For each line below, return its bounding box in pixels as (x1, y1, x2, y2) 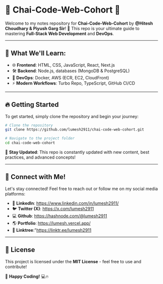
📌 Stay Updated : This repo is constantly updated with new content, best (5, 149, 149, 155)
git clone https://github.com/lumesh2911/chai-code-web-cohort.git (5, 127, 145, 132)
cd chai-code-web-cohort (5, 140, 55, 146)
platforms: (5, 191, 26, 196)
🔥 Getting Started (5, 101, 59, 109)
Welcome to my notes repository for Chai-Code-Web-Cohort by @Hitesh (5, 20, 153, 26)
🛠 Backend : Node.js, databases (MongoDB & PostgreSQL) (12, 68, 130, 74)
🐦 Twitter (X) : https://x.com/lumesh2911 (12, 206, 94, 211)
